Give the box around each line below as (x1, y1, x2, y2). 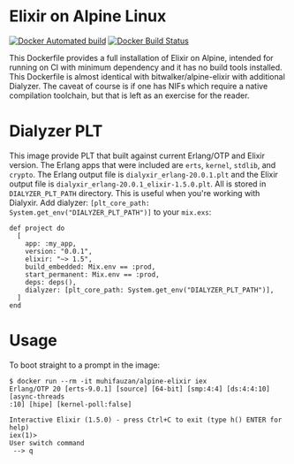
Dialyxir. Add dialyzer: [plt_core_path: (9, 197, 150, 208)
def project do (9, 224, 65, 232)
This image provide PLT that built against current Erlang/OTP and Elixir (9, 150, 266, 161)
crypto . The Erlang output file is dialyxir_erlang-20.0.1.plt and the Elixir (9, 169, 278, 179)
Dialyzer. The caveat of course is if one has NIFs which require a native (9, 80, 268, 91)
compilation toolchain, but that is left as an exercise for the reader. (9, 90, 250, 101)
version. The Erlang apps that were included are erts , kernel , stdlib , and (9, 159, 276, 170)
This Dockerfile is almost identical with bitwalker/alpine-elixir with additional (9, 71, 285, 81)
